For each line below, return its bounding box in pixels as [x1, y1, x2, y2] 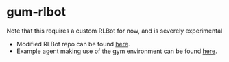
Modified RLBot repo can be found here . [16, 40, 130, 48]
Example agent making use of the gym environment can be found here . [16, 47, 217, 55]
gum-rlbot [6, 4, 67, 20]
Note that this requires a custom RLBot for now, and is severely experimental [6, 27, 223, 35]
